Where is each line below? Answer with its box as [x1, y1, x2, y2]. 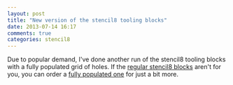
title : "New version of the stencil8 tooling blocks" [7, 17, 168, 24]
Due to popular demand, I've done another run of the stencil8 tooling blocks [7, 55, 226, 63]
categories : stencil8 [7, 36, 71, 43]
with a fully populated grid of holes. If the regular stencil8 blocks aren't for [7, 63, 222, 71]
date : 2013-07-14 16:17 [7, 23, 77, 30]
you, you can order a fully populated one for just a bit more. [7, 70, 179, 79]
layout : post [7, 10, 45, 17]
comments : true [7, 29, 52, 37]
